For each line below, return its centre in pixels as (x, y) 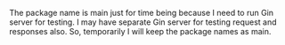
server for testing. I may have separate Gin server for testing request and (143, 22)
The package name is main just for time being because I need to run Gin (142, 13)
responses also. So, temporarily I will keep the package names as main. (140, 31)
